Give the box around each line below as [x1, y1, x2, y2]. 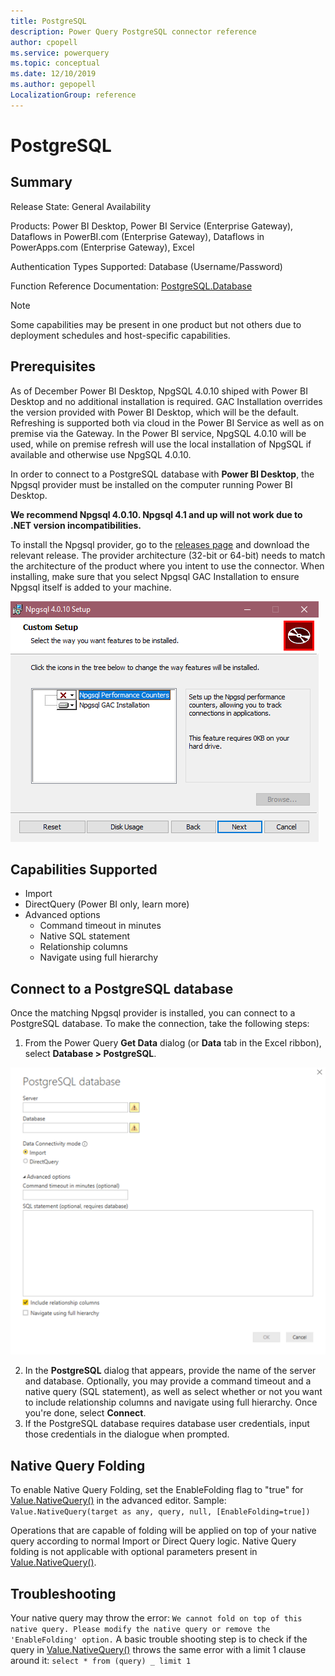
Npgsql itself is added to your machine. [10, 581, 172, 593]
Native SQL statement [39, 930, 130, 942]
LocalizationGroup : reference [10, 90, 137, 100]
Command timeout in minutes [39, 920, 162, 932]
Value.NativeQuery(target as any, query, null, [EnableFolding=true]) [10, 1507, 311, 1517]
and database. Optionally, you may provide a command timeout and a [24, 1375, 312, 1387]
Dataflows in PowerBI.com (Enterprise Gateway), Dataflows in [10, 230, 265, 242]
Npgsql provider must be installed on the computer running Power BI [10, 478, 293, 490]
